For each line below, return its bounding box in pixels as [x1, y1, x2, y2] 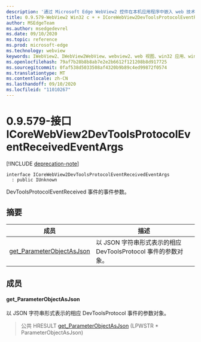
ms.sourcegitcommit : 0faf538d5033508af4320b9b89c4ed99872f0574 [6, 64, 167, 71]
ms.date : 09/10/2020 [6, 31, 58, 37]
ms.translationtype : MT [6, 70, 66, 76]
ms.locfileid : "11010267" [6, 87, 71, 93]
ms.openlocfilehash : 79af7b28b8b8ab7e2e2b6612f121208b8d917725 [6, 59, 167, 65]
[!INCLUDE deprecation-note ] [6, 160, 80, 167]
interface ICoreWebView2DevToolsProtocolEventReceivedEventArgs [6, 171, 170, 177]
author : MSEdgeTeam [6, 20, 55, 26]
